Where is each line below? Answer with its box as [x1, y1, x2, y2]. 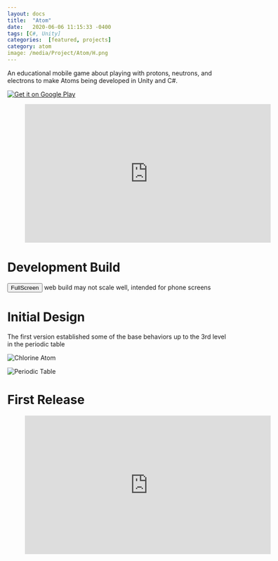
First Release [7, 391, 85, 408]
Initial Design [7, 309, 86, 324]
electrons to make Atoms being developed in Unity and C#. [7, 76, 178, 84]
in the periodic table [7, 339, 65, 348]
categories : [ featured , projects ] [7, 37, 112, 44]
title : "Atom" [7, 17, 52, 24]
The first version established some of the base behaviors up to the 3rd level [7, 332, 227, 341]
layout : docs [7, 10, 46, 18]
